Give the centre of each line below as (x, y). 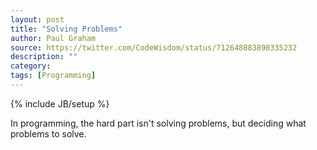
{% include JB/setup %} (60, 103)
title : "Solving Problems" (66, 29)
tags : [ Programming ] (53, 76)
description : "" (44, 57)
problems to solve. (48, 133)
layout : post (37, 19)
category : (31, 66)
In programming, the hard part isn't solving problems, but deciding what (158, 123)
